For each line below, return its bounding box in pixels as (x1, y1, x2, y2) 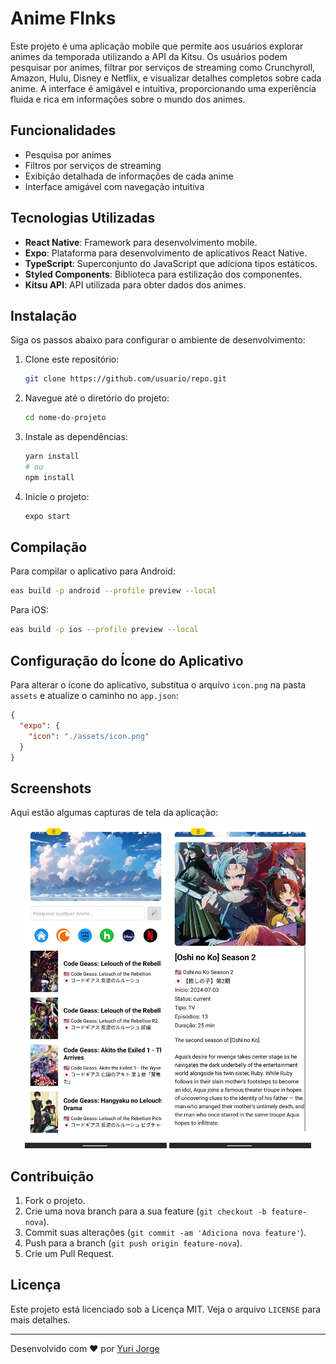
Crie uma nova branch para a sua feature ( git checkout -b (24, 1205, 267, 1217)
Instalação (10, 307, 78, 324)
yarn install (24, 452, 80, 462)
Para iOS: (10, 604, 49, 616)
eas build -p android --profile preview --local (10, 586, 217, 596)
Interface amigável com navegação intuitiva (24, 180, 205, 192)
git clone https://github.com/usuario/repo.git (24, 374, 227, 384)
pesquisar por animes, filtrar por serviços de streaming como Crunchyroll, (10, 61, 316, 73)
